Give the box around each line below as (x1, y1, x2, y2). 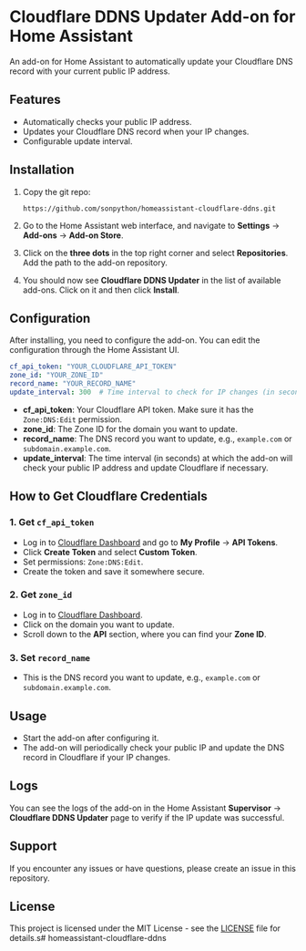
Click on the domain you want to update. (22, 618, 175, 630)
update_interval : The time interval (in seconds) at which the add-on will (22, 452, 293, 463)
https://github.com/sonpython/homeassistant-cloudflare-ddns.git (22, 203, 276, 213)
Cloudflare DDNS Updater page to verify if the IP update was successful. (9, 811, 285, 822)
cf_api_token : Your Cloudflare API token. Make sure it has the (22, 404, 254, 415)
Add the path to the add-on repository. (22, 257, 168, 268)
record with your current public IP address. (9, 66, 170, 77)
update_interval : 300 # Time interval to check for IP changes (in (9, 388, 275, 397)
